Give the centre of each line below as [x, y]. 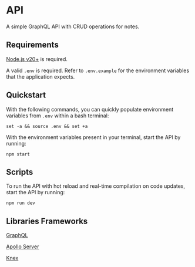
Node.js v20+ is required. [37, 59]
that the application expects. [41, 76]
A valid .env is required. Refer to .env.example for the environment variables [98, 70]
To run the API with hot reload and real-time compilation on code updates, [96, 186]
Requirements [32, 45]
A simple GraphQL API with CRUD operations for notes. [73, 26]
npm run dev [21, 203]
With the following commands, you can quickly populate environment [90, 109]
